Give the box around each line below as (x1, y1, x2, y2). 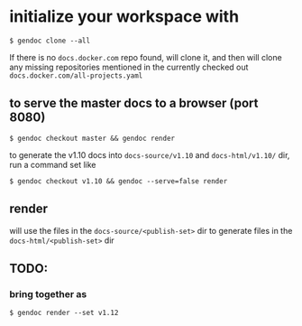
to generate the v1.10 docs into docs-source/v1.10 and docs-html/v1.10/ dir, (9, 149, 290, 160)
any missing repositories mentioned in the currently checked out (9, 61, 249, 72)
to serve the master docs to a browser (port (9, 96, 259, 111)
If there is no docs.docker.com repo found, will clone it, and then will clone (9, 51, 282, 62)
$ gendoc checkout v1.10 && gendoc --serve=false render (9, 176, 228, 186)
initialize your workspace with (9, 6, 240, 27)
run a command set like (9, 159, 96, 170)
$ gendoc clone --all (9, 36, 91, 45)
